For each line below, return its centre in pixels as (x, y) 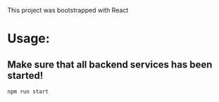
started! (25, 76)
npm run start (28, 91)
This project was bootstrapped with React (68, 10)
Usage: (29, 39)
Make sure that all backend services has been (110, 64)
